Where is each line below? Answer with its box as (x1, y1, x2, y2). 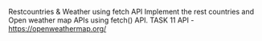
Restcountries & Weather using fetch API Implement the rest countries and (8, 7, 255, 16)
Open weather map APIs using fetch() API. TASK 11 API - (8, 15, 194, 25)
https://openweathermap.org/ (8, 24, 107, 33)
